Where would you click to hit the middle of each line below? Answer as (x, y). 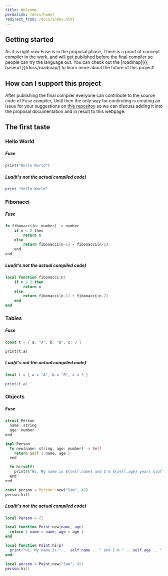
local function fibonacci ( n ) (35, 277)
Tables (13, 318)
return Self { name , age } (42, 453)
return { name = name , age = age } (47, 532)
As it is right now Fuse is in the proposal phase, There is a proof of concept (82, 52)
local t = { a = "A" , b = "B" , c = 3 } (47, 375)
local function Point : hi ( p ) (34, 546)
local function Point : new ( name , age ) (44, 527)
